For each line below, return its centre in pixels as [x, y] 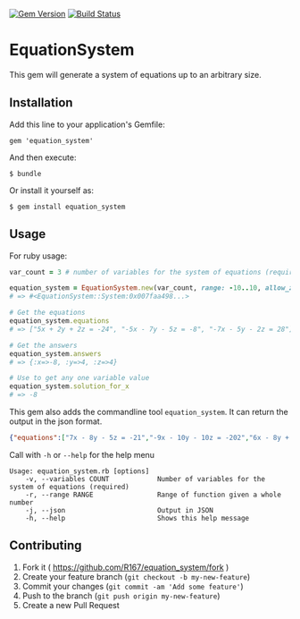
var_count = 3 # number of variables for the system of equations [135, 272]
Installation [41, 103]
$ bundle [25, 174]
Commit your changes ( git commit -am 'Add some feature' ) [133, 586]
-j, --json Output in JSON [120, 510]
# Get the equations [48, 313]
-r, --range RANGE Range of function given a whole [153, 495]
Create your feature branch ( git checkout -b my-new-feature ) [136, 576]
